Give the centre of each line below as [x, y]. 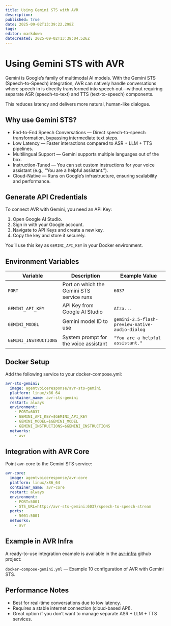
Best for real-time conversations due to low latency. [67, 603]
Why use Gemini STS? [41, 120]
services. [22, 619]
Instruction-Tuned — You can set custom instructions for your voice [84, 165]
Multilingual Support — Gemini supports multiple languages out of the [86, 154]
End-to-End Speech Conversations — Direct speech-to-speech [79, 132]
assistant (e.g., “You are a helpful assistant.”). [60, 170]
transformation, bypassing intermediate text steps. [65, 138]
